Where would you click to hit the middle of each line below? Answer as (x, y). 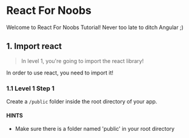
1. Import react (34, 46)
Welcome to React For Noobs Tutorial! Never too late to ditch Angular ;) (95, 27)
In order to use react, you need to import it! (60, 73)
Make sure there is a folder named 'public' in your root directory (94, 129)
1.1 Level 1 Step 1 (30, 88)
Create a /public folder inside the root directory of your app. (82, 102)
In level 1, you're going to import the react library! (82, 61)
